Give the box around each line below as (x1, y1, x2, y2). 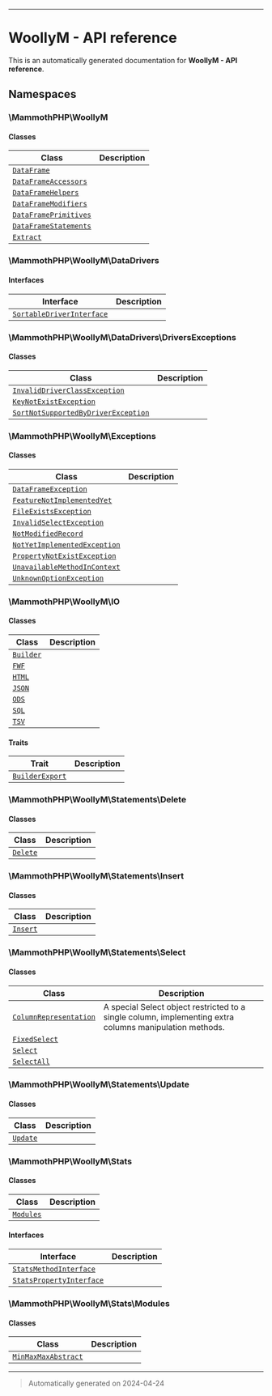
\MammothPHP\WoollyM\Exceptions (8, 430, 156, 441)
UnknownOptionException (12, 573, 104, 583)
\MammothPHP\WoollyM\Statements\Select (8, 947, 186, 958)
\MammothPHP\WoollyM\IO (8, 596, 120, 607)
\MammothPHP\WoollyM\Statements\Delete (8, 794, 187, 806)
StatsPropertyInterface (12, 1275, 104, 1284)
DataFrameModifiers (12, 199, 87, 209)
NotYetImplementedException (12, 540, 121, 549)
